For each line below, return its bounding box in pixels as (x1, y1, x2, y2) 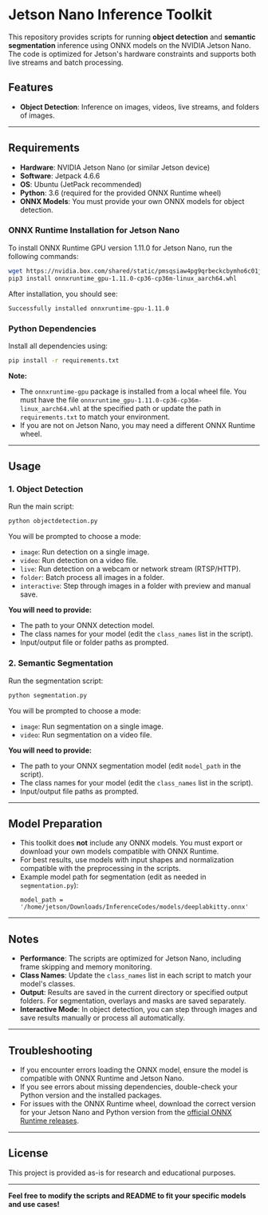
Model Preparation (8, 817, 103, 830)
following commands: (8, 251, 79, 261)
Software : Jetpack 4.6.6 (19, 170, 100, 181)
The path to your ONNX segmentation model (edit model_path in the (19, 761, 242, 770)
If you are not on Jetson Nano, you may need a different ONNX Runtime (19, 420, 255, 430)
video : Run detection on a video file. (19, 556, 138, 566)
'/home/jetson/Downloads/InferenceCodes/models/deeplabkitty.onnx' (19, 903, 249, 911)
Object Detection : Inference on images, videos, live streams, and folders (19, 102, 259, 111)
